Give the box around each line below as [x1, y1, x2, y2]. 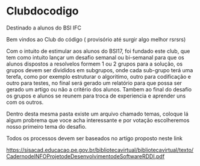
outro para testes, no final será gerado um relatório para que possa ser [6, 79, 183, 87]
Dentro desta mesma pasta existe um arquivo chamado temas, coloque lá [6, 110, 189, 117]
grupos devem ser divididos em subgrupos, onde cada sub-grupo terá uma [6, 66, 193, 73]
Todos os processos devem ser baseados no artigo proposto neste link [6, 134, 183, 142]
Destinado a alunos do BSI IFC [6, 24, 81, 31]
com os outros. [6, 98, 44, 106]
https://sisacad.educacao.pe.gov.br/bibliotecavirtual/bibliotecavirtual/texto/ [6, 146, 194, 153]
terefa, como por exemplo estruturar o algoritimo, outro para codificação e [6, 73, 192, 80]
